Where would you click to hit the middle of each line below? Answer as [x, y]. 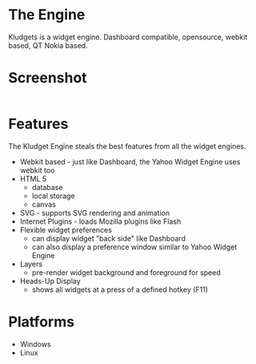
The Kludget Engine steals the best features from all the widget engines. [127, 146]
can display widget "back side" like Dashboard [109, 238]
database [47, 187]
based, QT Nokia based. [48, 45]
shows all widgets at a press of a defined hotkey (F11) [120, 289]
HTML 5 [33, 179]
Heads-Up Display [50, 281]
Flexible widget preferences [66, 229]
